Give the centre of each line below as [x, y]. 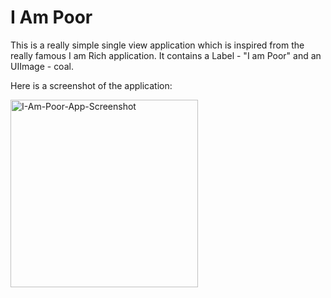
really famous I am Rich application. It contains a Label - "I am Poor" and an [166, 55]
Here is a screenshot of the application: [91, 85]
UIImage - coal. [42, 66]
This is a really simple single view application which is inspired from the [157, 45]
